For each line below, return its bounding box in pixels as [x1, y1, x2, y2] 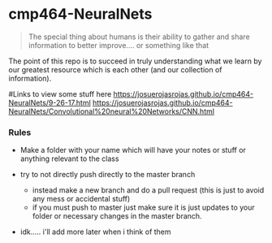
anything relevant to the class [19, 154, 119, 163]
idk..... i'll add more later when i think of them [19, 227, 172, 236]
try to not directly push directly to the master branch [19, 170, 196, 180]
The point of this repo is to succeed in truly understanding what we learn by [8, 56, 262, 66]
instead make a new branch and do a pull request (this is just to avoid [32, 185, 265, 195]
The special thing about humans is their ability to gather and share [28, 32, 250, 41]
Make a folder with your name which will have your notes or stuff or [19, 145, 246, 155]
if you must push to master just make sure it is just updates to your [32, 202, 256, 212]
